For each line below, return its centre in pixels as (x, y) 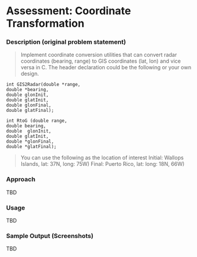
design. (30, 74)
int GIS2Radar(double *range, (43, 85)
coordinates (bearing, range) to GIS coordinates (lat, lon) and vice (101, 61)
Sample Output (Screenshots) (50, 236)
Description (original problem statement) (66, 42)
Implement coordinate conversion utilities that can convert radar (99, 55)
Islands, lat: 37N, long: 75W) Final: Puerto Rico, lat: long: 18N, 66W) (102, 164)
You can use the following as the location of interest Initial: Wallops (102, 158)
